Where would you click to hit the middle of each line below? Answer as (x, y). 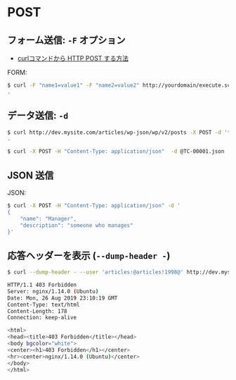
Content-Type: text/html (44, 305)
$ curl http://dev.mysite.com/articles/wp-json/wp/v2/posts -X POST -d (114, 132)
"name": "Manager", (48, 219)
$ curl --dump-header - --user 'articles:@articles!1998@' (96, 272)
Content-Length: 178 (38, 311)
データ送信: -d (38, 116)
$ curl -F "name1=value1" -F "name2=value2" (73, 85)
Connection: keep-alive (42, 318)
